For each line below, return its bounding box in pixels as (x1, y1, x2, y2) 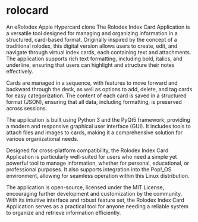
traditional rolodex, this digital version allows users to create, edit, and (6, 42, 178, 50)
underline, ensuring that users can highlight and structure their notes (6, 61, 175, 69)
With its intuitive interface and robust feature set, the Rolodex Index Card (6, 196, 184, 203)
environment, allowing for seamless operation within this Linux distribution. (6, 172, 190, 179)
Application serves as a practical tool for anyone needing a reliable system (6, 202, 189, 209)
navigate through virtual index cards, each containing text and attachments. (6, 48, 191, 55)
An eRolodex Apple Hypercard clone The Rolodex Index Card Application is (6, 23, 190, 30)
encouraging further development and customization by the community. (6, 190, 183, 197)
